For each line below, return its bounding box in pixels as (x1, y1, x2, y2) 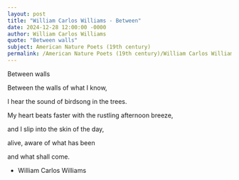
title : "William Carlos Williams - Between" (7, 17, 142, 24)
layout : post (7, 10, 46, 18)
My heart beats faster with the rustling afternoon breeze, (7, 111, 174, 120)
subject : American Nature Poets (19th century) (7, 43, 152, 51)
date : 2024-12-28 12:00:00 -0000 (7, 23, 107, 31)
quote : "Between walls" (7, 37, 78, 44)
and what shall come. (7, 152, 70, 161)
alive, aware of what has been (7, 138, 95, 147)
